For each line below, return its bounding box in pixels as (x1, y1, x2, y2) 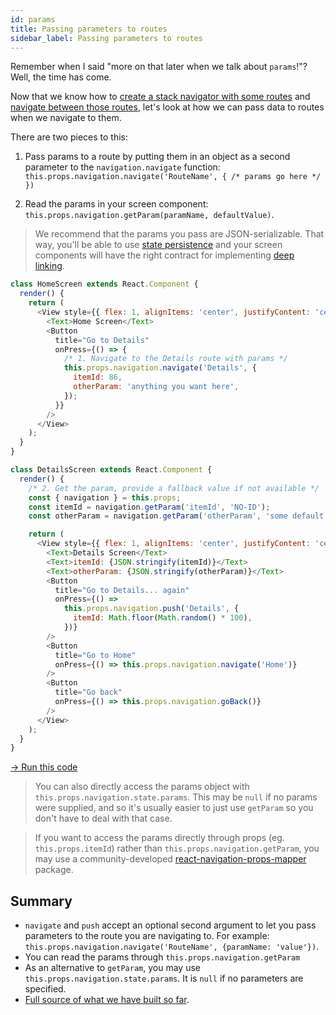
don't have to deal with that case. (34, 812, 173, 825)
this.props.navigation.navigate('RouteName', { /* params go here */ (24, 172, 322, 182)
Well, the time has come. (10, 71, 112, 83)
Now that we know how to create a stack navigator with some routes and (10, 91, 311, 103)
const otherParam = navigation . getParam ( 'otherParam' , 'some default (28, 511, 325, 521)
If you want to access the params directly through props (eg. (34, 832, 285, 844)
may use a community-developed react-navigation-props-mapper (34, 853, 307, 865)
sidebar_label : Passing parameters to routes (10, 33, 203, 43)
